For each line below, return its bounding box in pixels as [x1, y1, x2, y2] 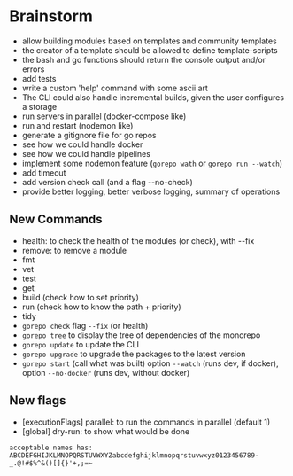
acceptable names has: [9, 443, 93, 452]
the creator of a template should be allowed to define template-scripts [21, 44, 278, 55]
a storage [21, 101, 58, 112]
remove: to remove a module [21, 245, 127, 255]
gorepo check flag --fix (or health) [21, 320, 149, 331]
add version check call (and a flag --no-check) [21, 176, 193, 187]
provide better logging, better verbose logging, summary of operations [21, 186, 281, 197]
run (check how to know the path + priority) [21, 301, 181, 312]
